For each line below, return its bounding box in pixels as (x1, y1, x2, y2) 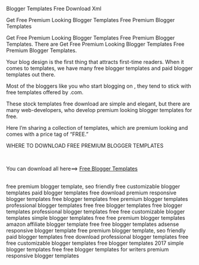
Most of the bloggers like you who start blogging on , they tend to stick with (6, 82, 191, 90)
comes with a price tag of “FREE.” (6, 130, 89, 138)
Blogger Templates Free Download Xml (6, 5, 102, 12)
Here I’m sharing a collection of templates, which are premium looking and (6, 124, 188, 131)
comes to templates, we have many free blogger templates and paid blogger (6, 65, 193, 72)
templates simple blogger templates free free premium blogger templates (6, 215, 185, 221)
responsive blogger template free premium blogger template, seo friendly (6, 227, 186, 234)
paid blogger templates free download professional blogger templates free (6, 234, 189, 240)
